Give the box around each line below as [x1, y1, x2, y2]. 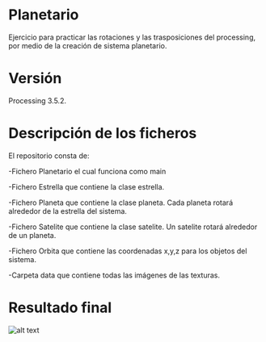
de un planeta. [8, 230, 57, 240]
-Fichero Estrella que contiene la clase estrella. [8, 181, 165, 191]
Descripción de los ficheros [8, 124, 197, 143]
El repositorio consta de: [8, 151, 90, 161]
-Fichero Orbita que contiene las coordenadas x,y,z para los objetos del [8, 246, 247, 256]
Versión [8, 69, 62, 88]
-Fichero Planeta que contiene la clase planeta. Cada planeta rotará [8, 198, 234, 207]
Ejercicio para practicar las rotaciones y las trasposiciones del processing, [8, 32, 256, 42]
